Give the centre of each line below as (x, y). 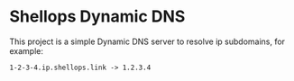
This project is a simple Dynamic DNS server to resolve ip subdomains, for (147, 41)
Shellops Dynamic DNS (97, 17)
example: (26, 50)
